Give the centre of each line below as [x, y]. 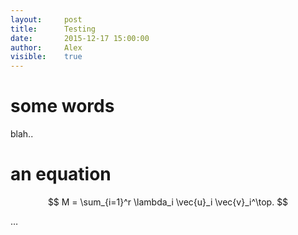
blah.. [22, 134]
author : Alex [46, 47]
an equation [61, 174]
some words [62, 106]
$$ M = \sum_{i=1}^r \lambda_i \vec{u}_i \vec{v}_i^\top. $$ [168, 202]
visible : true [46, 57]
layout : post [46, 19]
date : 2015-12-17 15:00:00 [80, 38]
